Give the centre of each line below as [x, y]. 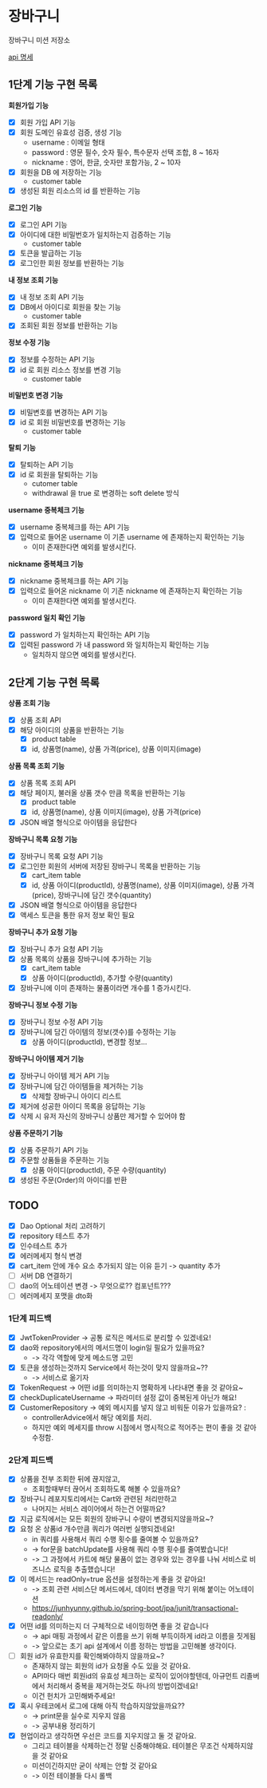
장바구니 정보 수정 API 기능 [61, 1022]
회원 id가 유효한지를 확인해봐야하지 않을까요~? [92, 1655]
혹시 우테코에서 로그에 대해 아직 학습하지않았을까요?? [102, 1706]
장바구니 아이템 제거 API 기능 [65, 1076]
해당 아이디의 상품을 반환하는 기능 [72, 730]
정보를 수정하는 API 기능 [57, 359]
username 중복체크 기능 [47, 510]
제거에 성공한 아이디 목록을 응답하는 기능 [82, 1106]
